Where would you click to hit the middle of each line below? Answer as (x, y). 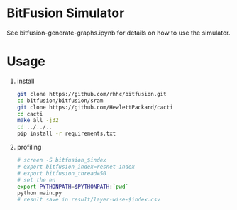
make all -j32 (38, 121)
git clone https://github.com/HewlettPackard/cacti (95, 107)
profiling (29, 147)
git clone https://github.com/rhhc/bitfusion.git (92, 94)
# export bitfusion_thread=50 (62, 173)
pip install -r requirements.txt (66, 134)
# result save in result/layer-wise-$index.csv (88, 200)
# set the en (36, 180)
